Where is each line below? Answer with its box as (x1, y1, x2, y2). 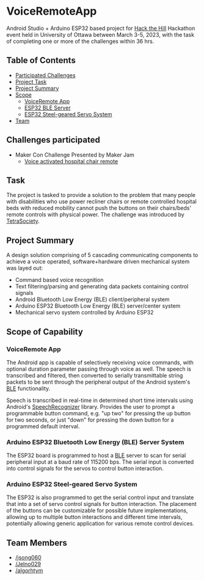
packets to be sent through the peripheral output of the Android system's (6, 378, 191, 385)
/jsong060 (15, 554, 42, 561)
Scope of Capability (6, 326, 84, 337)
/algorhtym (15, 567, 43, 574)
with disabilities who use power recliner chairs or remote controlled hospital (6, 198, 197, 206)
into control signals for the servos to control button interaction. (6, 465, 164, 472)
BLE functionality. (6, 384, 51, 392)
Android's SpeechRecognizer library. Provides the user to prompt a (6, 403, 175, 411)
